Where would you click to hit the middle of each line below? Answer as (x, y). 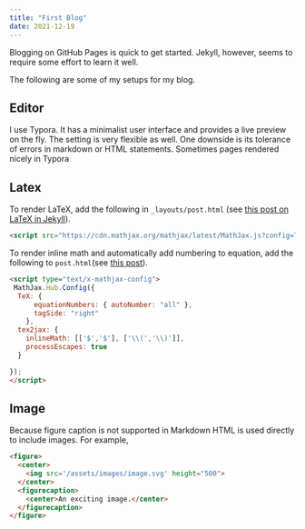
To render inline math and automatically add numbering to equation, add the (152, 253)
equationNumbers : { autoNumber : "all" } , (113, 304)
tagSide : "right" (66, 313)
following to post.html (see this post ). (79, 263)
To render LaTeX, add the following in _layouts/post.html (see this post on (149, 209)
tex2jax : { (38, 330)
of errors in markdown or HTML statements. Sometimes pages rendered (144, 149)
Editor (27, 108)
